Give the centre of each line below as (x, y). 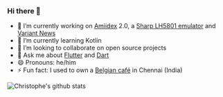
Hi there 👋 (24, 11)
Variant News (36, 33)
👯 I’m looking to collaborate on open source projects (92, 48)
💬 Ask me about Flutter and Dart (63, 55)
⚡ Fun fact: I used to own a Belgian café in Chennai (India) (100, 70)
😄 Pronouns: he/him (46, 63)
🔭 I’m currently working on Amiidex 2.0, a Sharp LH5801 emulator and (116, 26)
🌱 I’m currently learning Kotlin (59, 41)
